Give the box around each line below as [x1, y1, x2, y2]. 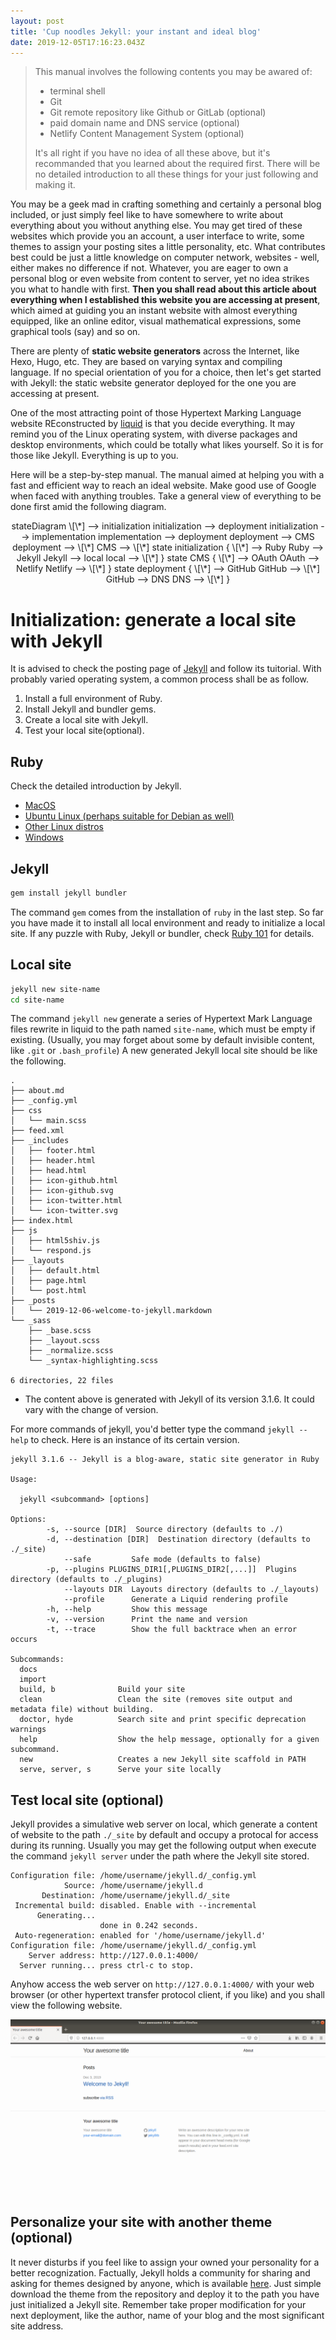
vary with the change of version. [24, 1404, 159, 1416]
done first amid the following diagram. [10, 501, 167, 513]
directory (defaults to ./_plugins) [10, 1575, 163, 1585]
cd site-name [10, 995, 65, 1005]
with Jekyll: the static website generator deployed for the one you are [10, 377, 297, 389]
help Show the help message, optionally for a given [19, 1735, 320, 1745]
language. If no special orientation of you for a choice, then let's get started [10, 366, 322, 379]
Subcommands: [10, 1655, 65, 1665]
